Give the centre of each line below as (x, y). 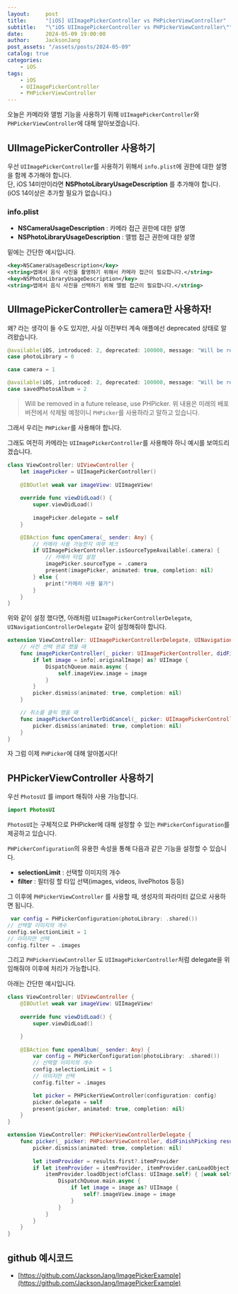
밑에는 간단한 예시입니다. (41, 252)
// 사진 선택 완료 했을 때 (53, 647)
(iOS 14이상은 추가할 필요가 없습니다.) (59, 193)
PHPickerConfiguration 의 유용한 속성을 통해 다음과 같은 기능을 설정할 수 (108, 849)
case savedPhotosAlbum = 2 (47, 389)
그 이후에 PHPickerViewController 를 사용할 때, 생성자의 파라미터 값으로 (107, 897)
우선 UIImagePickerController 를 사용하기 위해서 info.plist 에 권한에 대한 (110, 166)
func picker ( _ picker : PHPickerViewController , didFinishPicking (119, 1142)
